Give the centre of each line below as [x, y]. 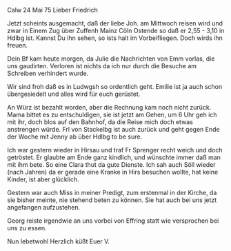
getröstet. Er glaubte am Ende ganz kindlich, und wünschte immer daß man [114, 157]
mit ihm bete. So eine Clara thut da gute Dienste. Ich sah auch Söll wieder [111, 164]
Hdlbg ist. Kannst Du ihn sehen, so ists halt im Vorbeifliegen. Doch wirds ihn [115, 38]
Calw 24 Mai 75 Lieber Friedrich [52, 10]
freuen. [18, 45]
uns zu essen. [27, 228]
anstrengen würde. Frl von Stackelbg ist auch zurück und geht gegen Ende [113, 129]
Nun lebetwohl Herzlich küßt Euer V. [59, 241]
